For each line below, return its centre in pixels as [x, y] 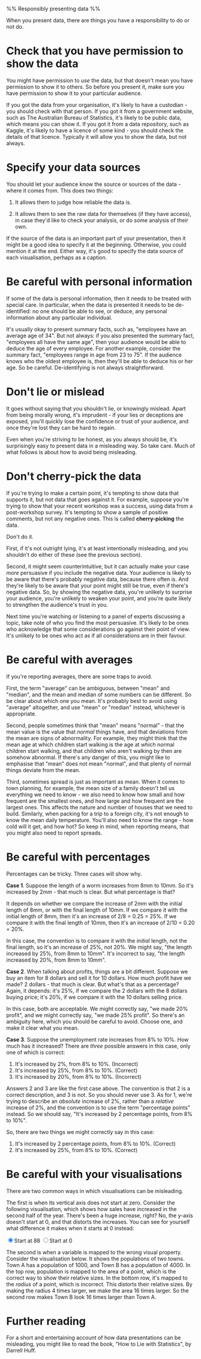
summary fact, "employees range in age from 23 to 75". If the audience [94, 355]
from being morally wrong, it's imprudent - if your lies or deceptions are [95, 415]
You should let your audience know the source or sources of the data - [94, 184]
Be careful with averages [70, 659]
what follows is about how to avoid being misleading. [71, 452]
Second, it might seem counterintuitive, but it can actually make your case [98, 566]
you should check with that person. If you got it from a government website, [100, 111]
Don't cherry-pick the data [74, 476]
